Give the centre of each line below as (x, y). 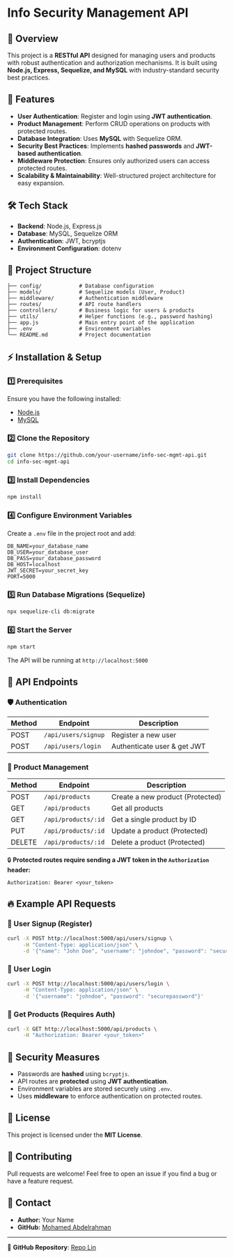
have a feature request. (41, 1181)
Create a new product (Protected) (166, 796)
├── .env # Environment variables (79, 329)
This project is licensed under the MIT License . (75, 1135)
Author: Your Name (46, 1220)
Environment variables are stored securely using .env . (94, 1089)
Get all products (137, 808)
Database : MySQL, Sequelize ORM (68, 233)
